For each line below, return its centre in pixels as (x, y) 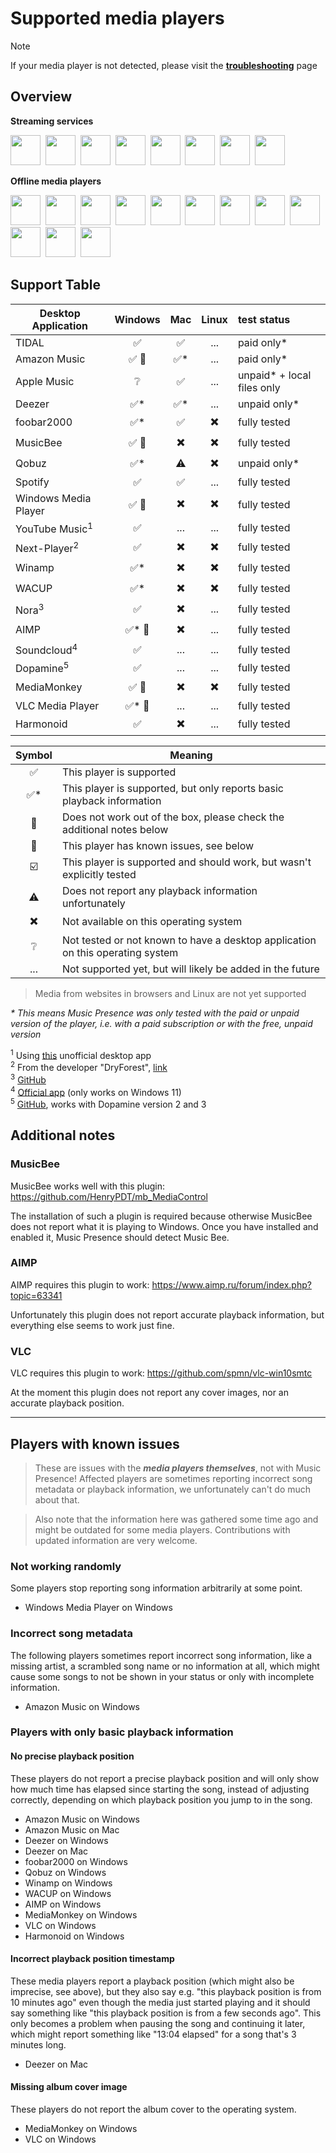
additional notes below (115, 829)
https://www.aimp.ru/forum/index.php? (231, 1284)
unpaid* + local (274, 375)
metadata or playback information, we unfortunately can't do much (173, 1489)
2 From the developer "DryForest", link (89, 1066)
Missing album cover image (69, 2087)
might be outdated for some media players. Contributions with (162, 1529)
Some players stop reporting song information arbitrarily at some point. (156, 1588)
